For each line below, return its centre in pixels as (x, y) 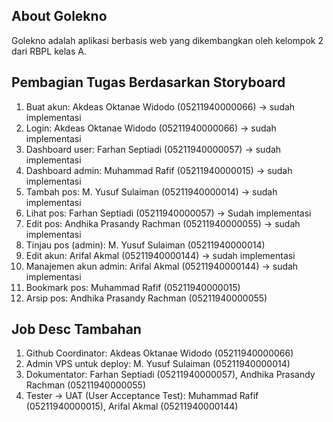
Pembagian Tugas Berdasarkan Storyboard (148, 82)
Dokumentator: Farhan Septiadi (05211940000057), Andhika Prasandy (170, 375)
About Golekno (59, 16)
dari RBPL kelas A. (49, 51)
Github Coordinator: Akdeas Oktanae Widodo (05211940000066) (159, 353)
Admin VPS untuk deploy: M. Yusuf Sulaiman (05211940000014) (158, 364)
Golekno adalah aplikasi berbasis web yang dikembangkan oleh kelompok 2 (167, 40)
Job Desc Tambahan (76, 329)
